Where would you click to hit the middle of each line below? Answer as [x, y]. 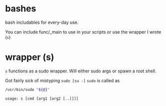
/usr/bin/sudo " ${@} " [28, 90]
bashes [21, 9]
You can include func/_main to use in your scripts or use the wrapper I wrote [83, 32]
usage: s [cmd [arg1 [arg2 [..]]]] [42, 99]
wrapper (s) [30, 57]
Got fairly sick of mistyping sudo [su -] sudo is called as [62, 80]
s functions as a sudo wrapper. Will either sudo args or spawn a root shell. [81, 71]
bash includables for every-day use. [42, 22]
